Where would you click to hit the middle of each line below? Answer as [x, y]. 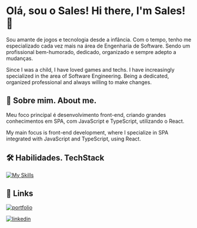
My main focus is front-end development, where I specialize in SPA [87, 132]
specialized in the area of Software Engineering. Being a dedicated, [88, 76]
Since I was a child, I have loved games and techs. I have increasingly [90, 69]
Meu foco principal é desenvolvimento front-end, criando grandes [86, 115]
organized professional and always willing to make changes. [79, 82]
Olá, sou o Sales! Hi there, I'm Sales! [96, 11]
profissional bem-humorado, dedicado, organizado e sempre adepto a [91, 52]
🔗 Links [20, 193]
